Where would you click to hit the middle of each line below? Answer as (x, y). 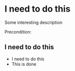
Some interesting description (34, 22)
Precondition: (18, 32)
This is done (24, 64)
